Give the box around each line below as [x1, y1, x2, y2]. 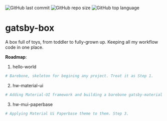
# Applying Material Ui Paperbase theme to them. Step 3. [5, 111, 129, 116]
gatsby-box [5, 23, 55, 34]
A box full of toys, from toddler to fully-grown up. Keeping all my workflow [5, 39, 158, 45]
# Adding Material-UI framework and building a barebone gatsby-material [5, 92, 163, 97]
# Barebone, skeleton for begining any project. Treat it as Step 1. [5, 73, 154, 78]
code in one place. [5, 44, 44, 50]
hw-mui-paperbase [12, 101, 53, 107]
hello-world [12, 63, 37, 70]
